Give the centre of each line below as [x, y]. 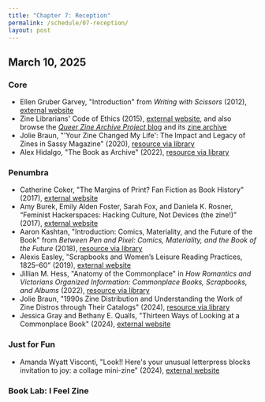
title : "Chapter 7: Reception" [60, 15]
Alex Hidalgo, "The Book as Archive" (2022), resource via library [124, 152]
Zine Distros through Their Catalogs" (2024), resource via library [125, 307]
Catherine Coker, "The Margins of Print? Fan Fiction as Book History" [132, 190]
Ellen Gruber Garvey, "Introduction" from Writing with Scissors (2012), [133, 102]
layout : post [30, 30]
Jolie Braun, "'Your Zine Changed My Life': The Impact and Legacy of [132, 136]
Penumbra [28, 172]
